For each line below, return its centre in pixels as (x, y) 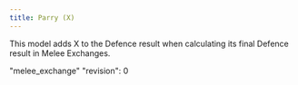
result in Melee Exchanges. (60, 53)
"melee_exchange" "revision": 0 (69, 71)
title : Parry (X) (42, 18)
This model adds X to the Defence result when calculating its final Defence (149, 43)
